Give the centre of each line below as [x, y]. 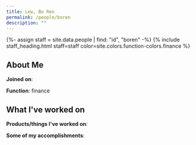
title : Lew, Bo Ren [30, 12]
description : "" [26, 23]
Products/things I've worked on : [47, 124]
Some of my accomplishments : [45, 135]
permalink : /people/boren [38, 17]
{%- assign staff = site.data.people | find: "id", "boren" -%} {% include [93, 40]
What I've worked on [46, 109]
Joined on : [20, 79]
